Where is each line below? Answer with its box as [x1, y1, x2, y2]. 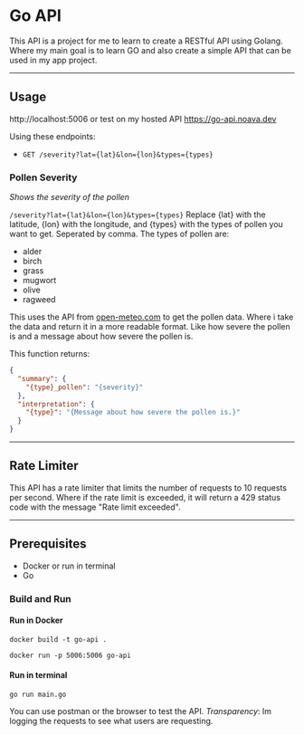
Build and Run [9, 592, 72, 605]
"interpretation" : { [17, 399, 95, 408]
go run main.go [9, 690, 67, 699]
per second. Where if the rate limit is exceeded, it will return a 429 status [9, 492, 281, 502]
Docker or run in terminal [22, 560, 116, 571]
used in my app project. [9, 54, 98, 65]
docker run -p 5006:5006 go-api [9, 651, 131, 660]
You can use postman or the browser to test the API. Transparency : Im [9, 706, 272, 716]
